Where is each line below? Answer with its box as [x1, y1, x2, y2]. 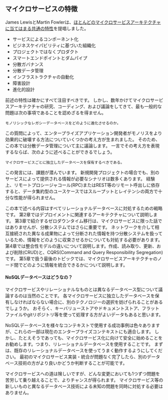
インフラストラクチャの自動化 [12, 73, 74, 79]
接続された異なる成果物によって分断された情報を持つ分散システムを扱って [9, 230, 163, 236]
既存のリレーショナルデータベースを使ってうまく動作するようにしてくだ [14, 348, 163, 354]
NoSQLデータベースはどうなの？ [5, 274, 73, 280]
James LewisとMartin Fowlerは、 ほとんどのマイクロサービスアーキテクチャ [5, 19, 161, 25]
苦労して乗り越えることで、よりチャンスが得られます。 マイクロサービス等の [5, 377, 163, 383]
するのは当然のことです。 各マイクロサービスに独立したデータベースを [9, 293, 155, 299]
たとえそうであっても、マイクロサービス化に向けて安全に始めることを [18, 335, 163, 341]
